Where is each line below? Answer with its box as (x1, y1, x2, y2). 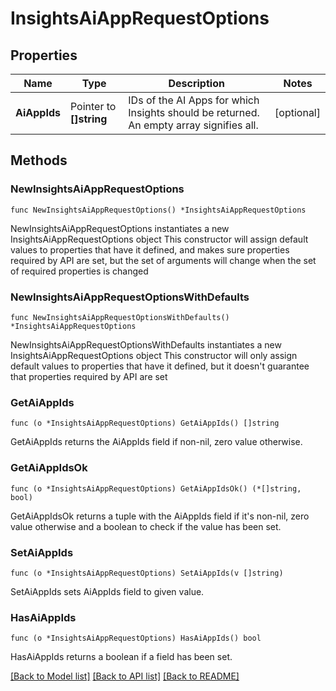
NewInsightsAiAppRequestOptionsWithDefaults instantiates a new (10, 338, 282, 351)
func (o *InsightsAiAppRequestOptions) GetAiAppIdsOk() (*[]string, (10, 483, 302, 494)
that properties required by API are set (10, 370, 168, 382)
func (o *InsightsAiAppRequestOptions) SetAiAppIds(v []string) (10, 568, 284, 578)
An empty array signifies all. (128, 118, 259, 132)
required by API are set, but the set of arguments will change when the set (10, 254, 317, 266)
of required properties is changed (10, 265, 149, 277)
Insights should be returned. (128, 106, 260, 119)
